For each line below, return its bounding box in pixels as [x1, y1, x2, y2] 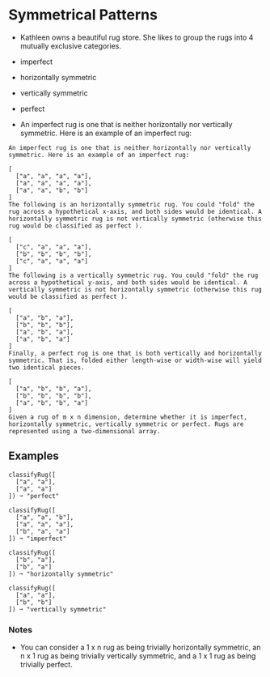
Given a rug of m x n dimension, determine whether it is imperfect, [8, 413, 248, 421]
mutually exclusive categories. [19, 40, 121, 50]
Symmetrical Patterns [8, 6, 158, 24]
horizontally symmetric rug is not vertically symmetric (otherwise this [8, 215, 263, 223]
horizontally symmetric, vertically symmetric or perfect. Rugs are [8, 419, 244, 428]
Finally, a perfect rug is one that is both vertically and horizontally [8, 349, 263, 357]
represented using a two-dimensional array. [8, 427, 161, 435]
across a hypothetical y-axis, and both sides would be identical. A [8, 278, 248, 287]
